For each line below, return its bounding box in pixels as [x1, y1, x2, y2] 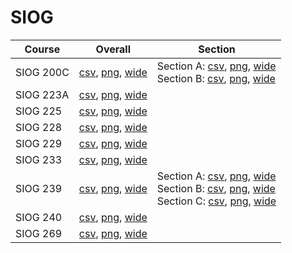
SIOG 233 [15, 152, 63, 166]
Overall [95, 42, 132, 56]
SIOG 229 [15, 136, 63, 150]
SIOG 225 [15, 104, 63, 118]
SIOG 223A [15, 87, 70, 101]
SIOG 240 [15, 210, 63, 224]
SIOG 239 [15, 181, 63, 195]
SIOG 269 [15, 226, 63, 240]
